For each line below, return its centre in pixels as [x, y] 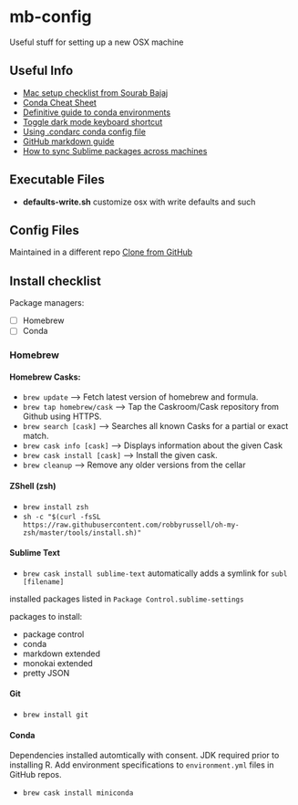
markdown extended [62, 653]
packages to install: [46, 616]
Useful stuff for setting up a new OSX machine [97, 42]
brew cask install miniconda [78, 793]
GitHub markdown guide [68, 141]
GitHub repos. [36, 775]
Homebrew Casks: [45, 377]
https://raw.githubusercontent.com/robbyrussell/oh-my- [131, 525]
